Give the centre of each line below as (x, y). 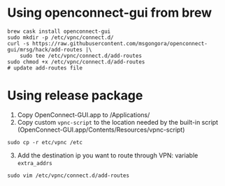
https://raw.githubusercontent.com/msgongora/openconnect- (120, 43)
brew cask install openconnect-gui (59, 31)
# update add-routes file (45, 68)
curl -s (19, 43)
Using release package (75, 96)
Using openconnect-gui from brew (110, 13)
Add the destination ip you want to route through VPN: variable (108, 155)
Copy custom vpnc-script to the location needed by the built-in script (118, 122)
